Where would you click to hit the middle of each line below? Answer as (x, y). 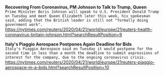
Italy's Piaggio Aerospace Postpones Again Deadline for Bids (68, 44)
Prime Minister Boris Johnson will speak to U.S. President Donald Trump (82, 12)
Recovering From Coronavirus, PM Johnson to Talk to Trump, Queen (76, 7)
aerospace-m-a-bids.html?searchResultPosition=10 (57, 67)
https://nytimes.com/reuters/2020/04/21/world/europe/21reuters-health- (79, 29)
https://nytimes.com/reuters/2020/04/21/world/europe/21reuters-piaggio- (80, 62)
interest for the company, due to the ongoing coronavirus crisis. (76, 57)
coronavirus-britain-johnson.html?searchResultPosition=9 (64, 35)
